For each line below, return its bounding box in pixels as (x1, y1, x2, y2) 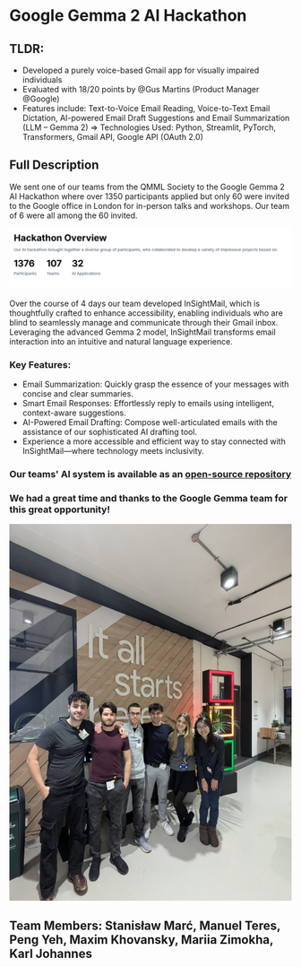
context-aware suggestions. (21, 407, 127, 418)
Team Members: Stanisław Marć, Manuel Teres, (9, 919, 280, 934)
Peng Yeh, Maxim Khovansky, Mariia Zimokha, (9, 932, 274, 947)
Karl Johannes (9, 946, 92, 962)
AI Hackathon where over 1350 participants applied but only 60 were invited (9, 190, 289, 202)
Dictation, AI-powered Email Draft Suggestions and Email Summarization (21, 113, 290, 123)
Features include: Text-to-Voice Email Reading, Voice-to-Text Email (21, 103, 271, 113)
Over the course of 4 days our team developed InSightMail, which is (9, 298, 261, 309)
